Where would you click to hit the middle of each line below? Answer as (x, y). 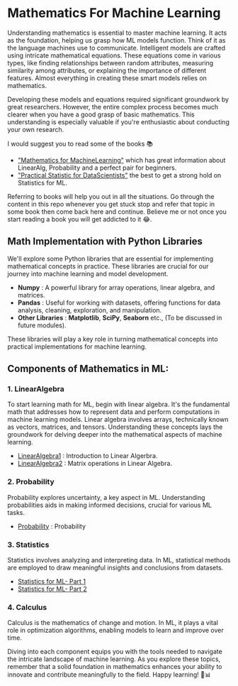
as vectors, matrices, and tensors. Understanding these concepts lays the (115, 427)
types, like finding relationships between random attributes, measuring (110, 62)
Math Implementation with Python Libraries (105, 242)
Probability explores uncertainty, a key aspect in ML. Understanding (106, 497)
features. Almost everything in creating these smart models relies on (107, 78)
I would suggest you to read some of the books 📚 (80, 143)
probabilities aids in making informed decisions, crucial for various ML (110, 505)
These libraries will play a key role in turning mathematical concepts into (113, 339)
